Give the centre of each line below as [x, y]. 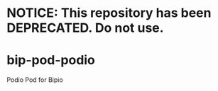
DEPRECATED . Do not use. [85, 28]
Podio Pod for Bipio [35, 80]
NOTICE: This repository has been [109, 13]
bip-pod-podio [51, 60]
